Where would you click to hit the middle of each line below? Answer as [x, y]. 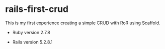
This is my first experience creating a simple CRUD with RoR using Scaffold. [83, 23]
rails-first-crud [37, 9]
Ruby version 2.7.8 [31, 32]
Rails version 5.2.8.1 [33, 42]
